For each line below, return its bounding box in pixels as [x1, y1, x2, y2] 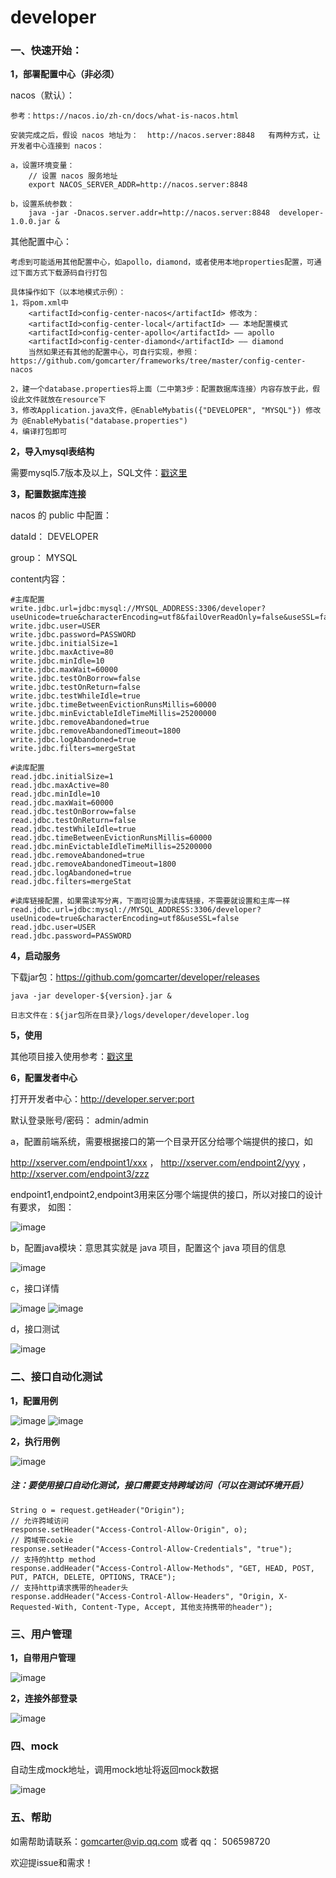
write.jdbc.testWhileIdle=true [10, 691, 141, 701]
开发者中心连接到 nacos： [10, 141, 105, 151]
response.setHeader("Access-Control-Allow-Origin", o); [10, 1524, 248, 1535]
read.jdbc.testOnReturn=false [10, 816, 137, 826]
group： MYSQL [10, 552, 78, 564]
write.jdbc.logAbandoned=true [10, 735, 137, 745]
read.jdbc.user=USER [10, 922, 97, 933]
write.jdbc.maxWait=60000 [10, 665, 118, 675]
